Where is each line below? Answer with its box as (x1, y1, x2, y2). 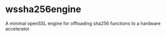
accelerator (5, 25, 30, 31)
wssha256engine (5, 4, 81, 15)
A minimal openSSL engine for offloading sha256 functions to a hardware (5, 20, 161, 26)
